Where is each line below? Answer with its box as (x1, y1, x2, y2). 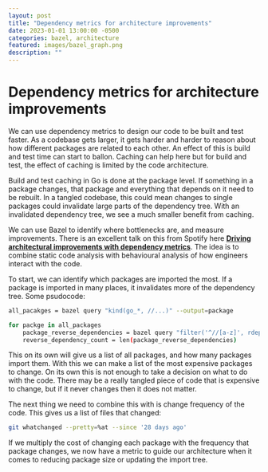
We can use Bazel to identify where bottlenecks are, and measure (8, 225, 225, 234)
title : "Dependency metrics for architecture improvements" (8, 19, 213, 27)
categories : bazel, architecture (8, 33, 120, 42)
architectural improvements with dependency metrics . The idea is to (8, 242, 239, 251)
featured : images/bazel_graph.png (8, 41, 124, 49)
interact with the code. (8, 258, 82, 268)
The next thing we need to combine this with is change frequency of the (8, 399, 245, 409)
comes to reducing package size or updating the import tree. (8, 455, 208, 465)
